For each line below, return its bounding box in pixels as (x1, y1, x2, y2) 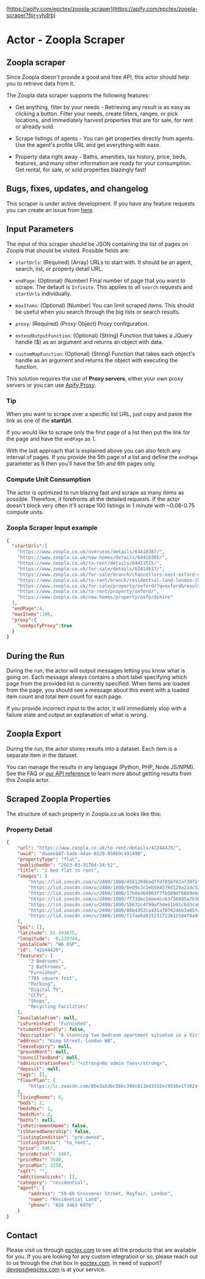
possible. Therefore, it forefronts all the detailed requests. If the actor (6, 495, 180, 503)
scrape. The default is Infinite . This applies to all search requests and (15, 283, 193, 290)
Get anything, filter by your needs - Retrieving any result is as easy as (15, 104, 190, 110)
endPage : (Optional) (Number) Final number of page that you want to (15, 277, 186, 284)
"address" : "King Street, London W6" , (17, 1037, 116, 1044)
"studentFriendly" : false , (17, 1026, 86, 1033)
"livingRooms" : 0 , (17, 1094, 64, 1100)
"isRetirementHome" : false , (17, 1122, 88, 1129)
